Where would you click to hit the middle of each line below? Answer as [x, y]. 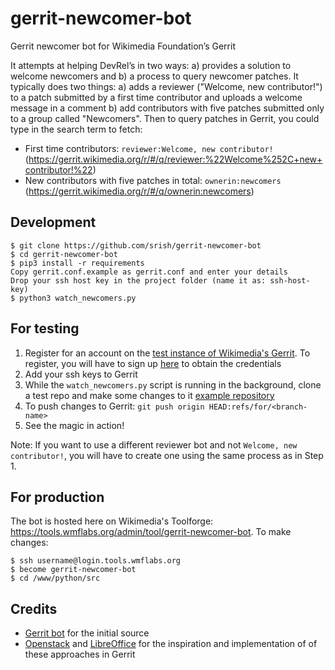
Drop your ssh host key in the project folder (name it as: [138, 280]
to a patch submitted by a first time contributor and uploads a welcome [156, 97]
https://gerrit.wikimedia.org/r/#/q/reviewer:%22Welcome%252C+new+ [175, 159]
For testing [45, 328]
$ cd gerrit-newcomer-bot [64, 254]
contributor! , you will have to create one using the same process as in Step [167, 455]
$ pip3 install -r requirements [77, 263]
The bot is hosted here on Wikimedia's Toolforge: [112, 521]
